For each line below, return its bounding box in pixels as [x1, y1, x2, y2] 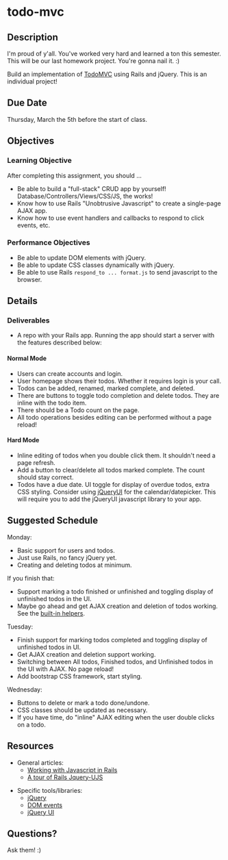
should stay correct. [16, 473, 74, 481]
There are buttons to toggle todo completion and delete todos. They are [16, 391, 220, 399]
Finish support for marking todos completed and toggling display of [16, 635, 207, 644]
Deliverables [7, 316, 50, 325]
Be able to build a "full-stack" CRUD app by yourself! [16, 184, 166, 192]
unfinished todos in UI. [16, 643, 81, 651]
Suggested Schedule [7, 515, 99, 527]
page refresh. [16, 458, 56, 466]
